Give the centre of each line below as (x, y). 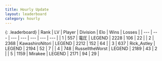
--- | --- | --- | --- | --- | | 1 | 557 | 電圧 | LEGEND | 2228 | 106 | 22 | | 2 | (82, 38)
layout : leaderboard (26, 14)
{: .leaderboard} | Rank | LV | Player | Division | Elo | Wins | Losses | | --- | (79, 32)
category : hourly (23, 18)
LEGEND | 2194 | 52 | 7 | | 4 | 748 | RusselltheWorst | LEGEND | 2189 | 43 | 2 (81, 48)
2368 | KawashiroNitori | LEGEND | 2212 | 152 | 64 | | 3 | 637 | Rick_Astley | (80, 44)
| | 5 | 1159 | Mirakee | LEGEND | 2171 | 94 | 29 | (52, 54)
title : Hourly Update (27, 9)
